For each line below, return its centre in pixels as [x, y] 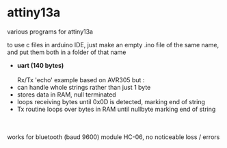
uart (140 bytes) [40, 65]
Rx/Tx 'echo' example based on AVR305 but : [81, 79]
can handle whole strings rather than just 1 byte [84, 87]
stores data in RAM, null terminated [66, 95]
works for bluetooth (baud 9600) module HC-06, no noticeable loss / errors [113, 137]
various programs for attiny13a [50, 32]
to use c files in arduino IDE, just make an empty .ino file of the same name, [113, 45]
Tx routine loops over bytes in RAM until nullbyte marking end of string [116, 109]
